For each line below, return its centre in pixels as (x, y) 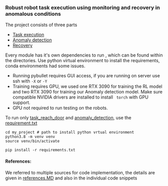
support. (21, 103)
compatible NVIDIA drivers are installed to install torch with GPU (80, 97)
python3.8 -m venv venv (30, 137)
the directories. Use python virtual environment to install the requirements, (82, 61)
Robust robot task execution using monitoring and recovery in (83, 8)
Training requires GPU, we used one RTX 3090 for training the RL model (87, 86)
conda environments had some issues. (45, 66)
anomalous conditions (33, 14)
